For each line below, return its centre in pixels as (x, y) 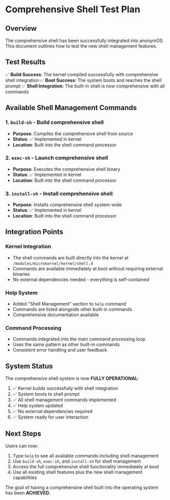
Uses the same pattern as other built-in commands (66, 344)
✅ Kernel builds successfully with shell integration (65, 388)
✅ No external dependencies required (53, 411)
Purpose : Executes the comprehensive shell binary (66, 169)
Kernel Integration (28, 247)
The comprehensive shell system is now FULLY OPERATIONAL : (72, 378)
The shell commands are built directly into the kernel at (70, 257)
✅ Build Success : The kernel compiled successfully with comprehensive (82, 74)
